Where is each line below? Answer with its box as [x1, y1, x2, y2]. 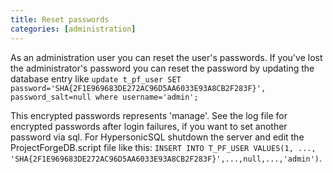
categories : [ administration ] [10, 24, 137, 34]
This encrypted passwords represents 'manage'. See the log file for [10, 109, 288, 121]
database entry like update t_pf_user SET [10, 72, 182, 85]
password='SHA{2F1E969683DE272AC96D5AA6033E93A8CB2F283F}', [10, 83, 267, 93]
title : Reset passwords [10, 14, 110, 25]
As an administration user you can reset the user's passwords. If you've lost [10, 51, 323, 63]
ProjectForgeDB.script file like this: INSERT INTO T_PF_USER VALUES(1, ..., [10, 141, 317, 153]
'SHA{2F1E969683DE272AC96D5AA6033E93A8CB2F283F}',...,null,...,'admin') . [10, 152, 323, 164]
